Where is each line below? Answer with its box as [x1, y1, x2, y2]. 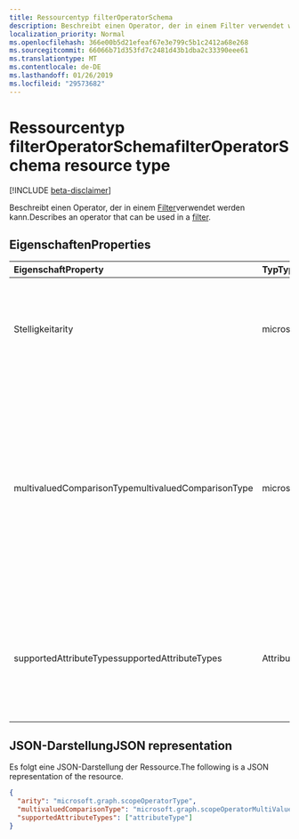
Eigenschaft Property [13, 263, 104, 276]
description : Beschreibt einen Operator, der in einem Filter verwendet [9, 21, 285, 30]
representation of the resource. [9, 771, 124, 782]
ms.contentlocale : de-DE [9, 63, 101, 72]
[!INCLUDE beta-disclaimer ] [9, 184, 111, 196]
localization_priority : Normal [9, 29, 125, 38]
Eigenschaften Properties [9, 237, 151, 252]
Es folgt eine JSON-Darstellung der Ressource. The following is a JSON [9, 762, 270, 772]
